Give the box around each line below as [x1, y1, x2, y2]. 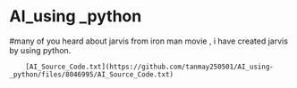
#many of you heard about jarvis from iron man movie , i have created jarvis [9, 36, 289, 46]
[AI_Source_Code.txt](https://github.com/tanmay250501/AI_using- [25, 62, 275, 71]
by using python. [9, 44, 72, 55]
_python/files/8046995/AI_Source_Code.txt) [9, 69, 174, 79]
